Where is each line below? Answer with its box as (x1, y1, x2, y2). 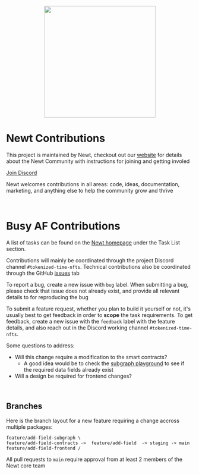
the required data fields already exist (23, 366, 114, 373)
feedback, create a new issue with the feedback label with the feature (6, 318, 175, 325)
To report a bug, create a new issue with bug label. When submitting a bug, (6, 281, 189, 288)
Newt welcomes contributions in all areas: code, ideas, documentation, (6, 180, 180, 187)
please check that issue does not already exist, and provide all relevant (6, 287, 180, 294)
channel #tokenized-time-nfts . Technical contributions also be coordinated (6, 263, 191, 270)
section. (6, 245, 26, 252)
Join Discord (6, 169, 37, 176)
